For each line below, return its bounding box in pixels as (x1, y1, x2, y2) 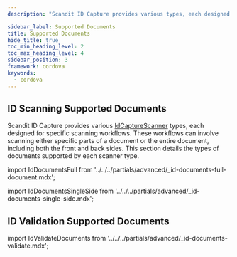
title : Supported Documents (7, 30, 91, 37)
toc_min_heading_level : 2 (7, 43, 84, 51)
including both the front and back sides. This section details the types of (7, 144, 219, 153)
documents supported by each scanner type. (7, 152, 140, 160)
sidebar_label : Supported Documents (7, 23, 116, 31)
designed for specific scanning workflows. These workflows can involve (7, 129, 219, 137)
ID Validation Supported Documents (7, 215, 170, 227)
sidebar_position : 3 (7, 56, 69, 64)
